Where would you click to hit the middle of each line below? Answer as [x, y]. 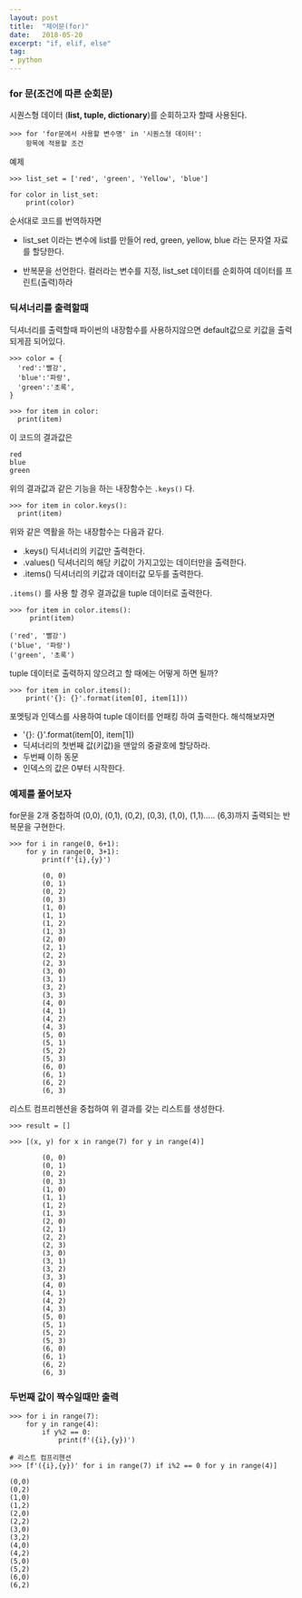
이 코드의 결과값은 [41, 437]
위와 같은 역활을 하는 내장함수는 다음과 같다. [87, 531]
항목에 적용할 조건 [55, 144]
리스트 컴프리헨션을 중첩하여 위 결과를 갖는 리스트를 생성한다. [117, 1108]
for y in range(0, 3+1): [73, 851]
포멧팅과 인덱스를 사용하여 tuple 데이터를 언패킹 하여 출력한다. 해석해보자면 [142, 716]
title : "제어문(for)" [49, 26]
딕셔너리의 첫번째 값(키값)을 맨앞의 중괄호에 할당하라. [116, 745]
